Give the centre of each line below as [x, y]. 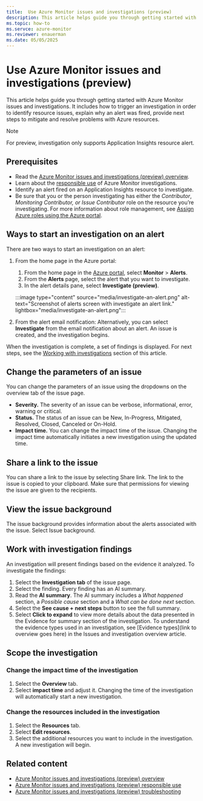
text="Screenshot [37, 304]
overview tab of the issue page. [46, 393]
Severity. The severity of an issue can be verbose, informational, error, [104, 405]
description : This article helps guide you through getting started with [101, 18]
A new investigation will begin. [53, 745]
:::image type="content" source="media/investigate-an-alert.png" [98, 297]
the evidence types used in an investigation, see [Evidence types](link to [106, 627]
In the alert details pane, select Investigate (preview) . [92, 285]
